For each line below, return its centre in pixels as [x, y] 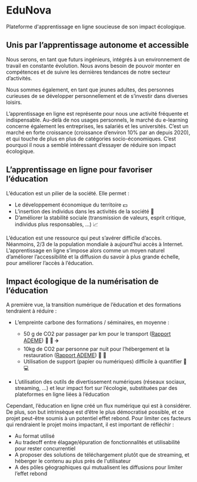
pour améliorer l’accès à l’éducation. [50, 263]
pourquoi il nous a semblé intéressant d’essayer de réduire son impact [91, 145]
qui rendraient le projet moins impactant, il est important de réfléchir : [90, 425]
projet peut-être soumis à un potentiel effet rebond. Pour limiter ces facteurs [98, 418]
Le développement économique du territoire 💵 [71, 205]
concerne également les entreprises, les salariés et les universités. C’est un [98, 126]
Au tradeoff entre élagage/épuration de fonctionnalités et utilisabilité [97, 442]
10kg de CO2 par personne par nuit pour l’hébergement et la [96, 349]
